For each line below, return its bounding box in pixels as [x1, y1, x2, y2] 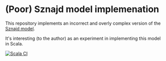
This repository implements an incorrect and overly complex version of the [5, 20, 161, 26]
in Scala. [5, 40, 23, 46]
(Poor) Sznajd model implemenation [5, 4, 159, 15]
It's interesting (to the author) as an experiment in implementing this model [5, 35, 161, 41]
